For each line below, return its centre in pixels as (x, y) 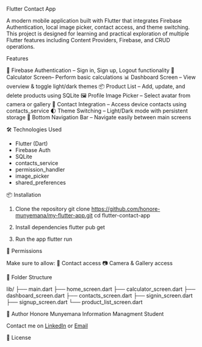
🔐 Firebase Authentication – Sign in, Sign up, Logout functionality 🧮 (91, 70)
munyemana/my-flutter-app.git (54, 215)
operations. (21, 46)
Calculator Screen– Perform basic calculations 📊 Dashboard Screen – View (101, 77)
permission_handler (40, 170)
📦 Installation (24, 195)
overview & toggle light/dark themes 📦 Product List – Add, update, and (96, 86)
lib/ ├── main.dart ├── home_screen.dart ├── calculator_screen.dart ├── (101, 289)
